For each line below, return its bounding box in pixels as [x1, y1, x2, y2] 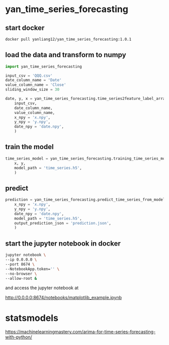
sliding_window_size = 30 [5, 87, 59, 92]
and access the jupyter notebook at [5, 285, 79, 291]
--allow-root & [5, 276, 37, 281]
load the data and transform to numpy [5, 51, 127, 59]
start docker [5, 24, 45, 32]
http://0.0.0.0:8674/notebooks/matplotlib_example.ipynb [5, 295, 122, 301]
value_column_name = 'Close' [5, 82, 66, 87]
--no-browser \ [5, 271, 37, 276]
